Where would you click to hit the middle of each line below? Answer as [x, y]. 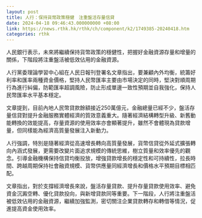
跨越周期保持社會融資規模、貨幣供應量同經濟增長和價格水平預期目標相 [103, 166]
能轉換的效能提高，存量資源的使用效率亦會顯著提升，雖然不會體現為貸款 [96, 123]
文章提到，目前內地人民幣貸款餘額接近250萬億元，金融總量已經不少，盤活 [98, 108]
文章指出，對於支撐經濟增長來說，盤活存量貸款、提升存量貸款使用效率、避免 [101, 186]
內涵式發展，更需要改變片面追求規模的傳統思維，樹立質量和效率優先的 [98, 151]
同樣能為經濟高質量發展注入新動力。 [67, 131]
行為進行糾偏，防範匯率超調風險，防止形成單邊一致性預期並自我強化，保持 [98, 87]
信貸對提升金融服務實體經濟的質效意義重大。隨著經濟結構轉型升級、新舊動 [103, 116]
